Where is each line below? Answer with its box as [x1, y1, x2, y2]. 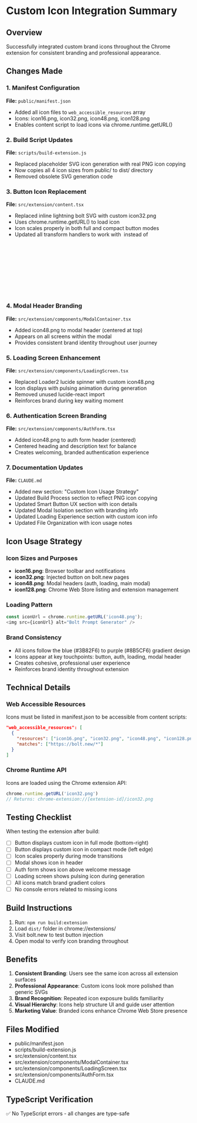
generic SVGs [14, 989, 48, 996]
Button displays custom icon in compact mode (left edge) [14, 846, 154, 853]
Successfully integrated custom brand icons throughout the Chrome [6, 43, 171, 50]
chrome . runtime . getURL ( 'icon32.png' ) [6, 791, 98, 797]
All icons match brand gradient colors [14, 879, 106, 886]
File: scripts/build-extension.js [6, 149, 87, 156]
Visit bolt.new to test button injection [14, 931, 104, 938]
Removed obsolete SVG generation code [14, 173, 113, 180]
